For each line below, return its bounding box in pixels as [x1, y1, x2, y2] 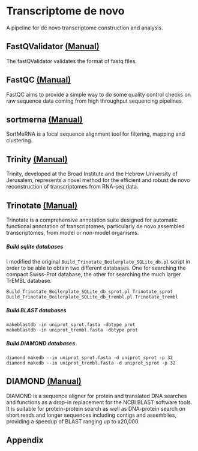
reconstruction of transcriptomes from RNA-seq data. [6, 183, 139, 190]
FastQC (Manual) [6, 75, 71, 85]
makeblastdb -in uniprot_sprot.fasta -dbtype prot [6, 321, 136, 328]
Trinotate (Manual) [6, 200, 78, 211]
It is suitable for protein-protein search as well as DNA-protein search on [6, 405, 186, 412]
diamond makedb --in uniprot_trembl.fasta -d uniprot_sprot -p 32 [6, 360, 176, 366]
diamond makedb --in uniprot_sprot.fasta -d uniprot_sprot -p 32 [6, 354, 173, 361]
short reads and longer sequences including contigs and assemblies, [6, 411, 177, 419]
